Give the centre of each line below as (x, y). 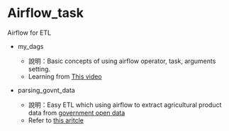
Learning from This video (65, 76)
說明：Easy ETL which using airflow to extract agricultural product (125, 105)
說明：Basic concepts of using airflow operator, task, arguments (122, 61)
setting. (39, 69)
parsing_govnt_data (46, 90)
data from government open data (77, 113)
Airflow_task (45, 13)
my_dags (30, 46)
